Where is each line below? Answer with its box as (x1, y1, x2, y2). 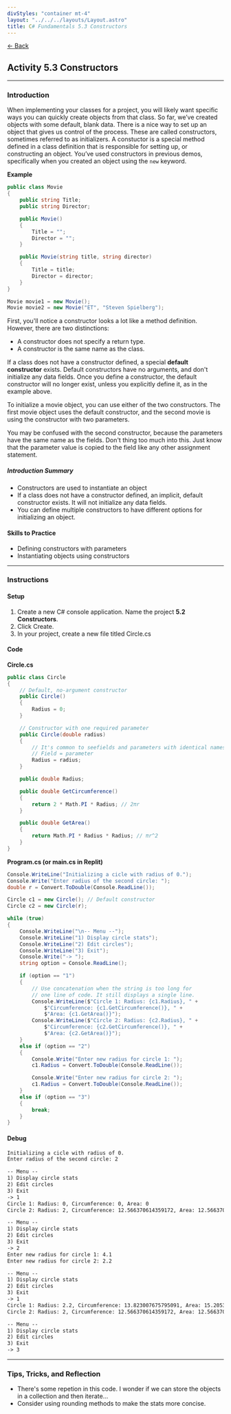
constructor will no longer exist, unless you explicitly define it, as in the (7, 380, 208, 388)
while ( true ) (7, 915, 45, 922)
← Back (7, 42, 29, 50)
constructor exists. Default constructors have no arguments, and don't (7, 366, 208, 374)
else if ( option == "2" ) (19, 1043, 91, 1050)
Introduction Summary (7, 466, 74, 475)
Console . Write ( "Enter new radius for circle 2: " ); (32, 1074, 184, 1081)
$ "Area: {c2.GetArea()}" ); (43, 1030, 122, 1037)
